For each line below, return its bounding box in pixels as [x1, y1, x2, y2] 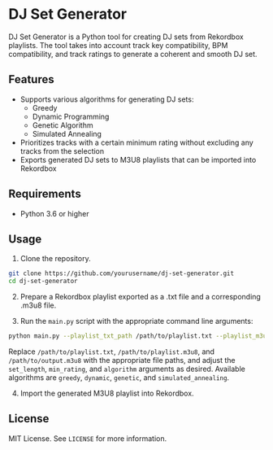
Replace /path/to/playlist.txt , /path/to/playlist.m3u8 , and [8, 347, 215, 356]
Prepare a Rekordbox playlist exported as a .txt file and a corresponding [19, 292, 262, 302]
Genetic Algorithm [32, 120, 93, 130]
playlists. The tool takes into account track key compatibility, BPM [8, 40, 228, 50]
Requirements [8, 187, 81, 201]
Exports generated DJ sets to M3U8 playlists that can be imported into [19, 155, 257, 164]
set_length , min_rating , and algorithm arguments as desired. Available [8, 364, 245, 374]
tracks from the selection [19, 146, 105, 155]
